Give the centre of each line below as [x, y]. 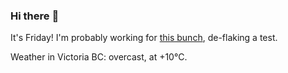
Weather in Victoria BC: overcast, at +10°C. [99, 57]
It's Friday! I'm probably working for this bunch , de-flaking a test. [144, 38]
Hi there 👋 [35, 16]
